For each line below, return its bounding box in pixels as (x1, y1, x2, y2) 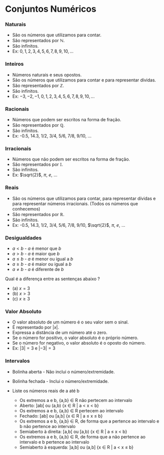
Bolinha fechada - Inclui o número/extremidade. (12, 378, 109, 384)
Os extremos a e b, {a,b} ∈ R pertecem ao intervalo (19, 407, 124, 413)
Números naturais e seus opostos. (12, 72, 82, 78)
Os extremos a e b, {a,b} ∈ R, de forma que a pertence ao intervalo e (19, 418, 160, 424)
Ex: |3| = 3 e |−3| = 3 (12, 345, 55, 351)
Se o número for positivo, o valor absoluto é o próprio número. (12, 335, 138, 341)
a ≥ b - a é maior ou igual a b (12, 261, 72, 267)
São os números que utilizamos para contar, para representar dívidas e (12, 195, 156, 201)
